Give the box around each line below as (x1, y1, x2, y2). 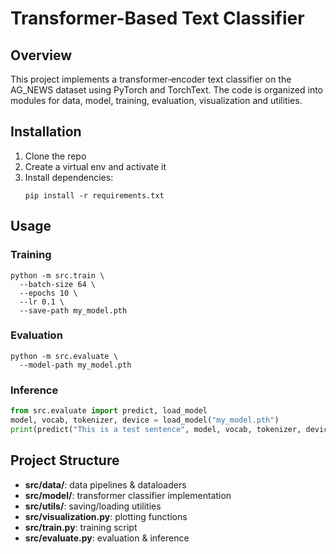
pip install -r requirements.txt (24, 190, 165, 201)
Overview (10, 47, 73, 64)
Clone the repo (24, 150, 87, 162)
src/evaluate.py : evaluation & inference (24, 532, 190, 544)
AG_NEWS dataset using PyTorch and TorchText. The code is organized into (10, 84, 323, 96)
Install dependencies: (24, 171, 114, 183)
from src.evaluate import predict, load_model (10, 406, 208, 416)
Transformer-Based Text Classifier (10, 7, 305, 30)
